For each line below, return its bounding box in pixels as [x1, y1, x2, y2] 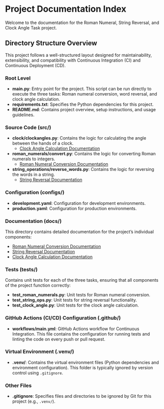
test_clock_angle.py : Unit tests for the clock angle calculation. [12, 302, 139, 308]
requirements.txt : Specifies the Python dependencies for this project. [12, 101, 154, 107]
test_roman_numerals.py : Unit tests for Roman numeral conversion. [12, 292, 151, 298]
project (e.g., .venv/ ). [12, 398, 55, 405]
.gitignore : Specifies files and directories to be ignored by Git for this [12, 393, 152, 399]
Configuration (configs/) [5, 189, 65, 196]
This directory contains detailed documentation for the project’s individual [5, 229, 154, 235]
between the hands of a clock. [12, 141, 74, 146]
